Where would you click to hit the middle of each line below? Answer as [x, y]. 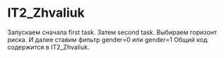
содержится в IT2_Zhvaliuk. [48, 47]
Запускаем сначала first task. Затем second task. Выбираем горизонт [112, 32]
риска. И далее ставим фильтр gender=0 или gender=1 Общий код [107, 39]
